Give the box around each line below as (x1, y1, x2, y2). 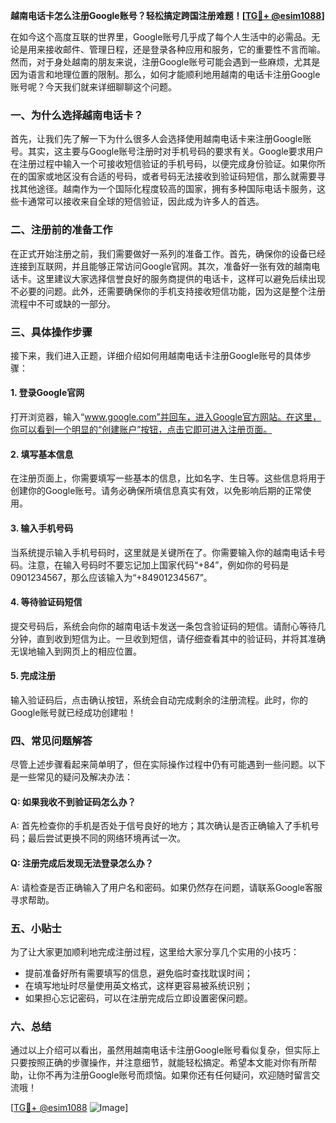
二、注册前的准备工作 (10, 223, 113, 237)
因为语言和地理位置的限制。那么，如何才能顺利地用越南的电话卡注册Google (10, 69, 321, 80)
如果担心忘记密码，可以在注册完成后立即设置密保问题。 (24, 992, 253, 1004)
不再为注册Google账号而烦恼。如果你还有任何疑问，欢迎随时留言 (44, 1069, 312, 1081)
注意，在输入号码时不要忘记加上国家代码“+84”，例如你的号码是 (27, 559, 290, 571)
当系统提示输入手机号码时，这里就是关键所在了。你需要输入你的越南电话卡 (10, 546, 317, 558)
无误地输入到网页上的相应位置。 (10, 645, 142, 657)
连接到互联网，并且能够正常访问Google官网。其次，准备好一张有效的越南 (10, 260, 312, 272)
